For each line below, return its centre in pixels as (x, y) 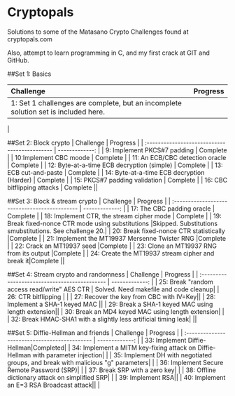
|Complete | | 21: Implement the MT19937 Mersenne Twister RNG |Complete (116, 238)
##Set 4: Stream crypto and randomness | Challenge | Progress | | (103, 274)
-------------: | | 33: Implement (142, 340)
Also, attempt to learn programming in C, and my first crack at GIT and (108, 53)
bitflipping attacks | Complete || (52, 187)
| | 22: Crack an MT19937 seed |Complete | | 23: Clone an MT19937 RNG (112, 246)
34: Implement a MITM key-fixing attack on (134, 348)
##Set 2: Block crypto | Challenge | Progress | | (75, 143)
